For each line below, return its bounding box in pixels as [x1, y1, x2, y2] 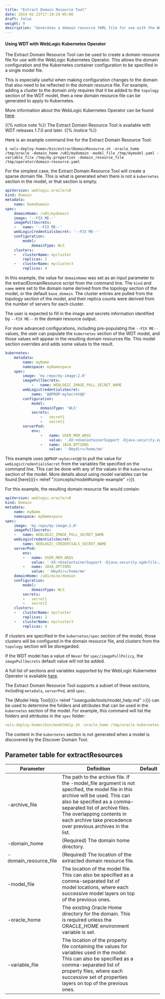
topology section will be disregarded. [5, 643, 80, 649]
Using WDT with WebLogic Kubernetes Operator [5, 40, 106, 47]
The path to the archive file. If [62, 774, 130, 781]
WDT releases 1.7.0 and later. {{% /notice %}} [5, 128, 97, 133]
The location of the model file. [62, 866, 131, 872]
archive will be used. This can [62, 792, 131, 799]
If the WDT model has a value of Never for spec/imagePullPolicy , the [5, 653, 143, 659]
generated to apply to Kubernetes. [5, 98, 75, 104]
